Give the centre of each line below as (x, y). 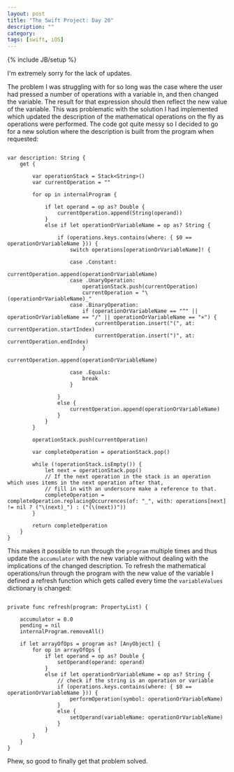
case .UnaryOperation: (103, 281)
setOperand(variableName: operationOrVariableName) (146, 718)
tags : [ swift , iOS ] (36, 40)
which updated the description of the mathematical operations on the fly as (116, 117)
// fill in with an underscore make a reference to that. (131, 489)
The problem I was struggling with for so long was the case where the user (115, 87)
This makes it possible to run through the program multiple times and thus (112, 551)
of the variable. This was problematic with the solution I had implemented (113, 109)
